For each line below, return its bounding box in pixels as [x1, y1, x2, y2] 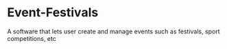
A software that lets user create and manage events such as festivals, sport [7, 27, 221, 35]
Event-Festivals [7, 5, 99, 20]
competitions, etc [7, 34, 56, 42]
